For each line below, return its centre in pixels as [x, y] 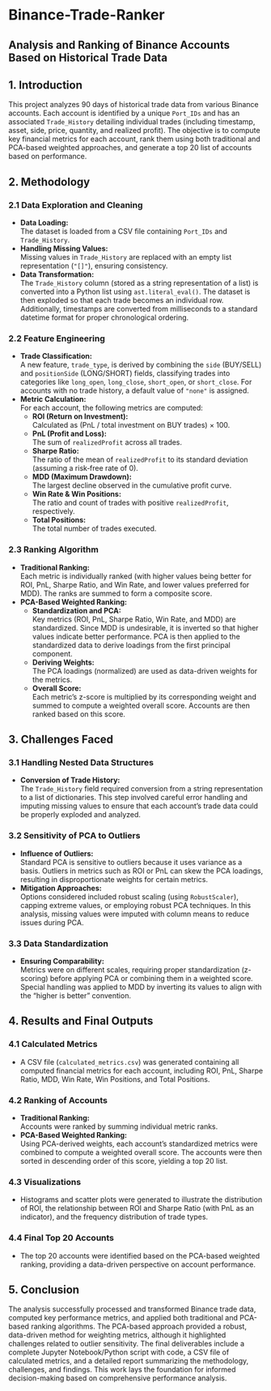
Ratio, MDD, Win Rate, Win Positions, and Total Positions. [115, 1079]
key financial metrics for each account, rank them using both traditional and [134, 139]
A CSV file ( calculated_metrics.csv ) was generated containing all [129, 1062]
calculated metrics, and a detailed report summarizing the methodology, [129, 1361]
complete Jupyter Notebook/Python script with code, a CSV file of [119, 1352]
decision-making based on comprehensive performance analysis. [118, 1378]
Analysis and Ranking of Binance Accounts [119, 45]
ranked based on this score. [78, 714]
